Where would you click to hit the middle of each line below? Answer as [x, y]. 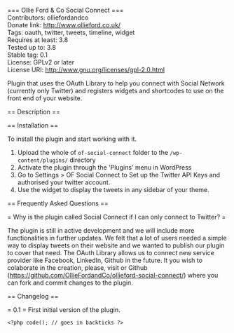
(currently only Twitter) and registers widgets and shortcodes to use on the [116, 91]
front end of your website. [45, 98]
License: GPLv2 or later [41, 62]
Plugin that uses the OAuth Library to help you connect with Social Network [116, 83]
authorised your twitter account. [64, 182]
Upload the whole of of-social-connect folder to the [93, 152]
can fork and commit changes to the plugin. [70, 283]
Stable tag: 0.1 [27, 55]
